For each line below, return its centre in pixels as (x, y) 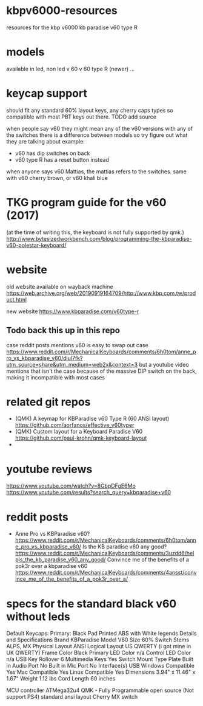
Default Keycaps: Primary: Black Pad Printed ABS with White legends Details (101, 634)
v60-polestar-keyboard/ (36, 245)
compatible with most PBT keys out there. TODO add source (81, 117)
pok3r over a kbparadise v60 (51, 566)
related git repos (48, 402)
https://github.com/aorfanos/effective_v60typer (75, 425)
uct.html (17, 299)
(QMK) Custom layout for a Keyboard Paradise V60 (79, 432)
